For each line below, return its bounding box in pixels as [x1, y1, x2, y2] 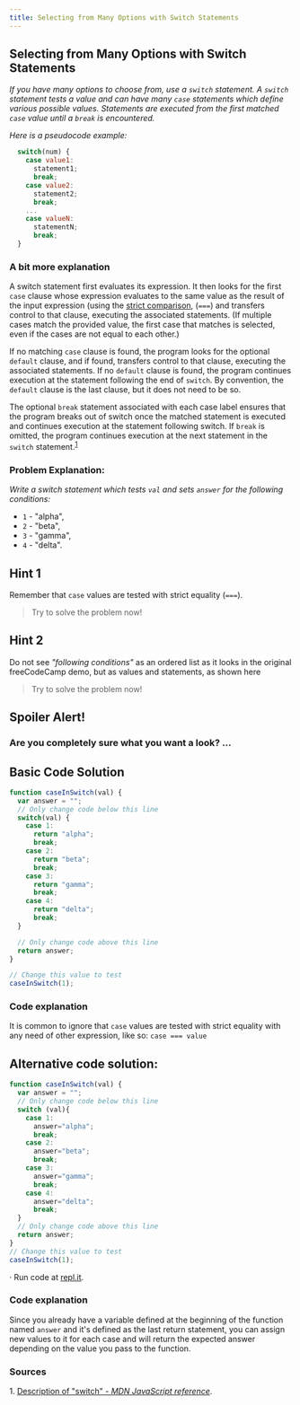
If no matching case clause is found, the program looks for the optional [9, 347, 270, 357]
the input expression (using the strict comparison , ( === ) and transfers [9, 300, 265, 311]
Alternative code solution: [9, 1056, 159, 1071]
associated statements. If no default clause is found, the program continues [9, 365, 292, 376]
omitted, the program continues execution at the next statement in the [9, 430, 268, 441]
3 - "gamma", [22, 531, 72, 541]
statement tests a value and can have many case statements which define [9, 93, 285, 104]
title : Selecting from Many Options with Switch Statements [9, 13, 240, 22]
